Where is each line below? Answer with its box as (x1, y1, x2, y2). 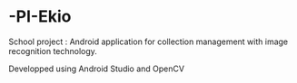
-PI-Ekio (8, 6, 72, 27)
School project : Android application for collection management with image (8, 36, 289, 47)
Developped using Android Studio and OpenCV (8, 63, 185, 74)
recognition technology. (8, 45, 97, 56)
